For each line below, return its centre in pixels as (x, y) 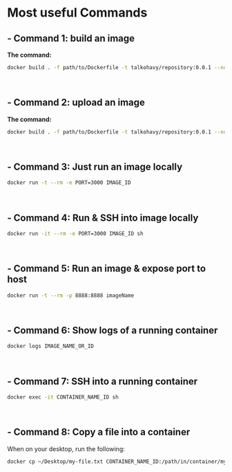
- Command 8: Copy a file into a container (99, 432)
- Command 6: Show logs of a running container (113, 330)
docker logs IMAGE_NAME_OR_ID (51, 346)
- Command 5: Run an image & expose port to (106, 269)
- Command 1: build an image (71, 38)
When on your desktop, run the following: (66, 448)
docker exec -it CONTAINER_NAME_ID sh (63, 397)
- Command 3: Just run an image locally (95, 166)
